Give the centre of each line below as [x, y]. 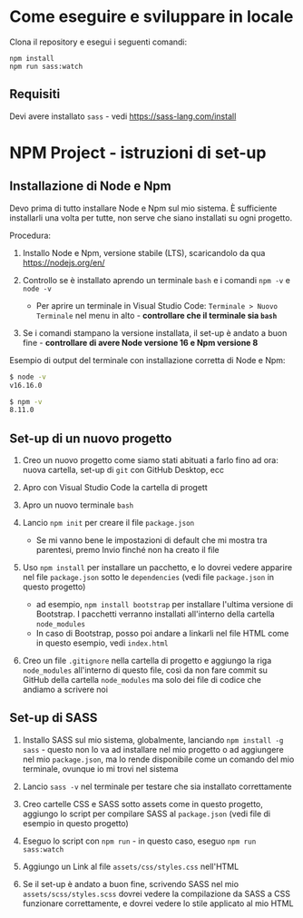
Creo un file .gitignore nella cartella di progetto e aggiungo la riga [147, 661]
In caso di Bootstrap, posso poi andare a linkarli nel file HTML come [162, 634]
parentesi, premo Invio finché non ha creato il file [127, 550]
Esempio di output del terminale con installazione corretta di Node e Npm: [147, 360]
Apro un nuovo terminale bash [78, 505]
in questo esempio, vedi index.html [102, 643]
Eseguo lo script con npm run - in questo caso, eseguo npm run [139, 841]
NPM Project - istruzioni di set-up [138, 153]
